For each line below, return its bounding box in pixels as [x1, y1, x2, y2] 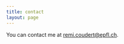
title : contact [6, 8, 44, 15]
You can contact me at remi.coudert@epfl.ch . [6, 31, 119, 38]
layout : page [6, 14, 39, 20]
